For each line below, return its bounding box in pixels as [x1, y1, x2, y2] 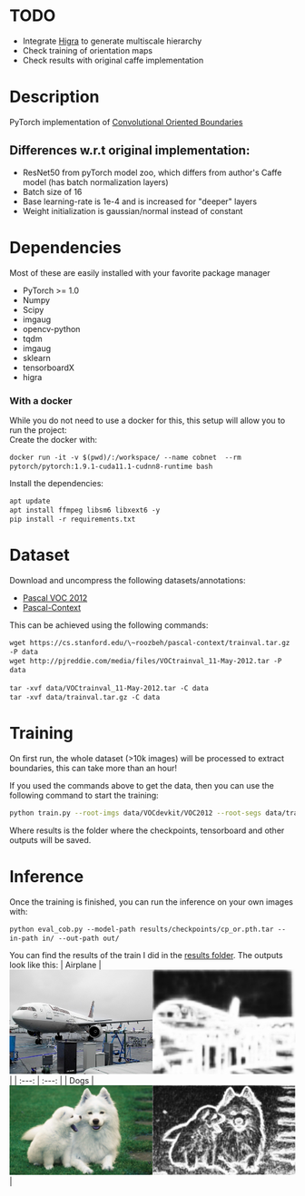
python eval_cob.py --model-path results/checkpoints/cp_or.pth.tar [9, 925, 274, 934]
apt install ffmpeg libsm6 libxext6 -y [9, 505, 161, 515]
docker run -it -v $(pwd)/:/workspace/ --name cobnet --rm [9, 453, 242, 462]
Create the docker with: [9, 434, 98, 445]
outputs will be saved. [9, 834, 92, 845]
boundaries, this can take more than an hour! [9, 762, 178, 773]
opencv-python [22, 323, 81, 334]
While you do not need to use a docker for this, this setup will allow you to [9, 415, 286, 426]
